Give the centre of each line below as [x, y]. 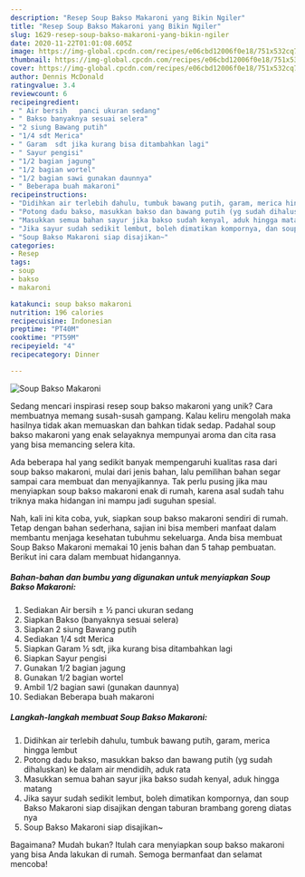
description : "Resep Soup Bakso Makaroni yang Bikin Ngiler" [128, 18]
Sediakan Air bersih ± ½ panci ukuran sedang [108, 609]
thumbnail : [31, 60]
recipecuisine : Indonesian [61, 321]
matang [38, 788]
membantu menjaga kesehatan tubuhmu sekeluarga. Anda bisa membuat [147, 537]
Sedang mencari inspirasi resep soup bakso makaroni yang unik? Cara [142, 405]
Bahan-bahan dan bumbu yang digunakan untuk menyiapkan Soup [140, 578]
